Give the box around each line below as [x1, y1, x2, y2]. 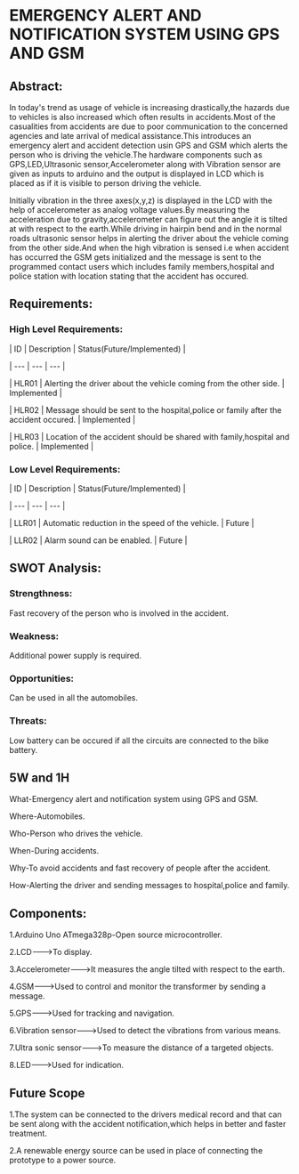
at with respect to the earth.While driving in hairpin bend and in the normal [9, 223, 282, 234]
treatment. [9, 1128, 47, 1138]
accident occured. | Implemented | [9, 414, 136, 425]
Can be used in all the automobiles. [9, 692, 139, 703]
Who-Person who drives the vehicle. [9, 829, 143, 839]
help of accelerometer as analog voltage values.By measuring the [9, 205, 250, 215]
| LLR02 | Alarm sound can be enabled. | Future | [9, 535, 188, 546]
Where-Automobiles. [9, 811, 85, 822]
